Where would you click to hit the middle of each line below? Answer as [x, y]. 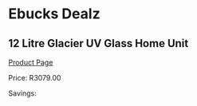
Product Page [31, 62]
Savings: [23, 93]
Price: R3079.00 [35, 78]
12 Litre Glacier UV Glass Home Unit [98, 43]
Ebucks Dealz [55, 14]
